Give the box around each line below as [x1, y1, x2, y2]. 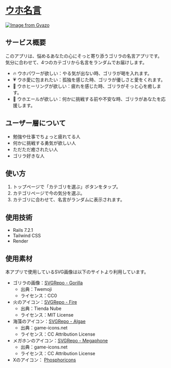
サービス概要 [5, 38, 46, 47]
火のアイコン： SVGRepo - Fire [12, 299, 77, 305]
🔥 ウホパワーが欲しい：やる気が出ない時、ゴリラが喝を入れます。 [12, 70, 153, 76]
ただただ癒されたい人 [12, 146, 58, 152]
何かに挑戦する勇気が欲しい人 [12, 140, 76, 146]
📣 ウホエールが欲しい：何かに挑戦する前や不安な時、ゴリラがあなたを [12, 96, 161, 102]
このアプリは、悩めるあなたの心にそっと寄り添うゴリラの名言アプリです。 [5, 52, 163, 59]
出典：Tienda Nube [20, 305, 62, 311]
